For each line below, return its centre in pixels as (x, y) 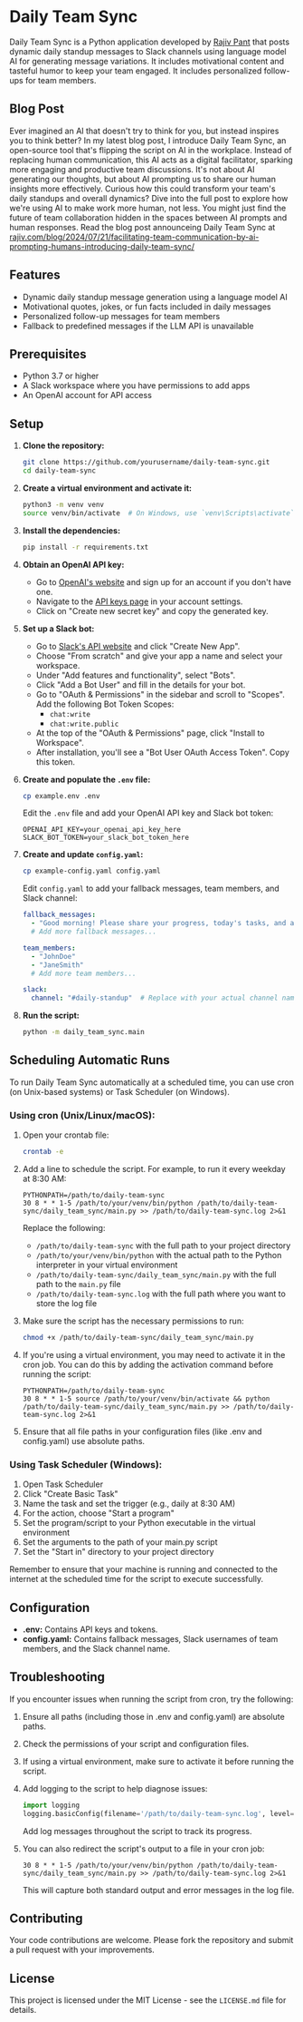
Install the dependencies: (71, 530)
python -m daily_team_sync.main (83, 1032)
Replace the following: (64, 1228)
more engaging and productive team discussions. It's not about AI (132, 169)
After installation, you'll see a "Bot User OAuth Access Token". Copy (162, 752)
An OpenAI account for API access (87, 396)
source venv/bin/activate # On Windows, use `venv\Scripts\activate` (158, 513)
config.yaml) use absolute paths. (84, 1441)
